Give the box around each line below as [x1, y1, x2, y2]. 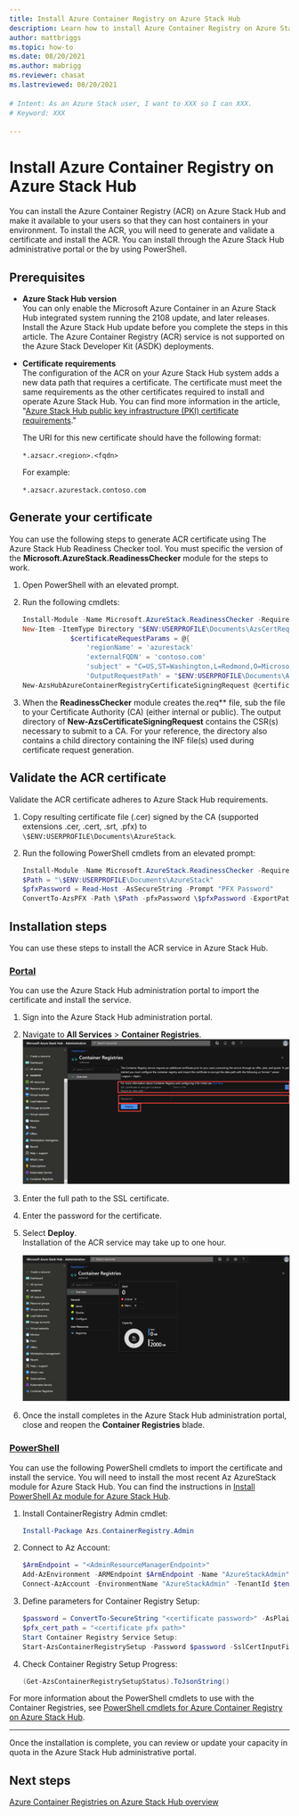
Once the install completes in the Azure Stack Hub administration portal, [21, 1410, 287, 1421]
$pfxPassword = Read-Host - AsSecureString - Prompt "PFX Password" [21, 884, 274, 894]
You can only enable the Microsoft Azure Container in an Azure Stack [21, 303, 277, 313]
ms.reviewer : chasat [9, 71, 86, 80]
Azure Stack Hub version [21, 294, 117, 303]
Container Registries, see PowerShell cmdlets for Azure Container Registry [9, 1703, 283, 1713]
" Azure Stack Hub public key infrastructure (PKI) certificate [21, 406, 239, 416]
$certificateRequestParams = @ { [69, 634, 190, 643]
